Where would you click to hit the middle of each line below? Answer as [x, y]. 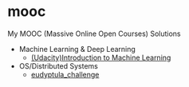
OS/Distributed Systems [59, 65]
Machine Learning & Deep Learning [77, 49]
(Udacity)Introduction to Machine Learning [101, 57]
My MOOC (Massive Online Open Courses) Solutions [94, 34]
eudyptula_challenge [65, 74]
